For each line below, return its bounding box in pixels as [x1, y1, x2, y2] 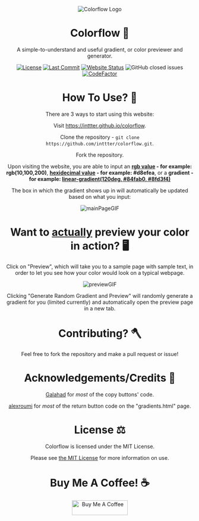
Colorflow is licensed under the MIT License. [45, 443, 155, 450]
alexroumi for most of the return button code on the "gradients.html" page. [8, 402, 191, 409]
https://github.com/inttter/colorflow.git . [45, 139, 154, 147]
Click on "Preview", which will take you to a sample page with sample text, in [6, 263, 194, 270]
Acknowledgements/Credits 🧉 [24, 371, 176, 385]
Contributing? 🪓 [58, 327, 141, 340]
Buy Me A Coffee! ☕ [49, 476, 150, 490]
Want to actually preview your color [10, 225, 189, 239]
